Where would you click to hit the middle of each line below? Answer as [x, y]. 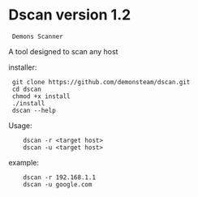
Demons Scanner [37, 36]
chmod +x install [41, 96]
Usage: [20, 125]
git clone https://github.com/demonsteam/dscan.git [101, 82]
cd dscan [27, 89]
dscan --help [34, 110]
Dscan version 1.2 [70, 15]
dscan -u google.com [58, 184]
